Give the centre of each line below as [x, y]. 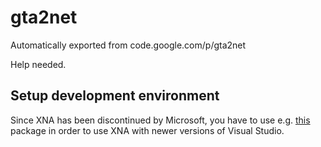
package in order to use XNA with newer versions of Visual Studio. [147, 130]
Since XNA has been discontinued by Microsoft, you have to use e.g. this [160, 120]
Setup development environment [115, 96]
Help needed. [38, 64]
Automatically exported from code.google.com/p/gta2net [128, 45]
